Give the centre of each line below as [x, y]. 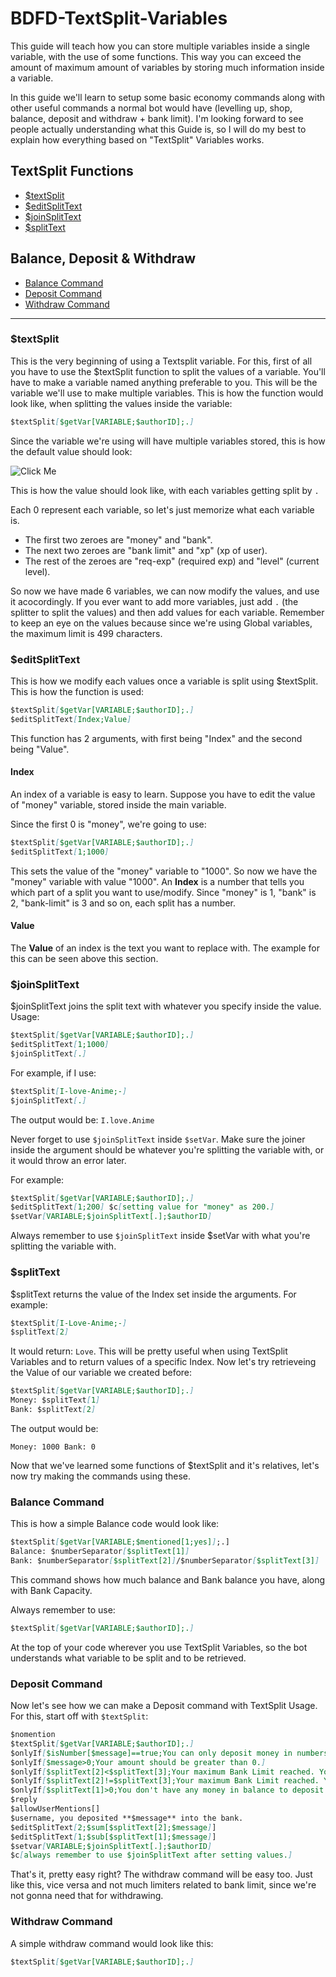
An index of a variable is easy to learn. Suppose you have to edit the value [163, 794]
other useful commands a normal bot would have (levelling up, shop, [151, 108]
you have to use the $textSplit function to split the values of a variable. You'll [168, 371]
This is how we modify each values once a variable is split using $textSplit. [164, 681]
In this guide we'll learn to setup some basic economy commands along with [168, 97]
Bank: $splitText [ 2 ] [53, 1410]
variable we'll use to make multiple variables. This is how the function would [167, 393]
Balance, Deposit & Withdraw [103, 258]
